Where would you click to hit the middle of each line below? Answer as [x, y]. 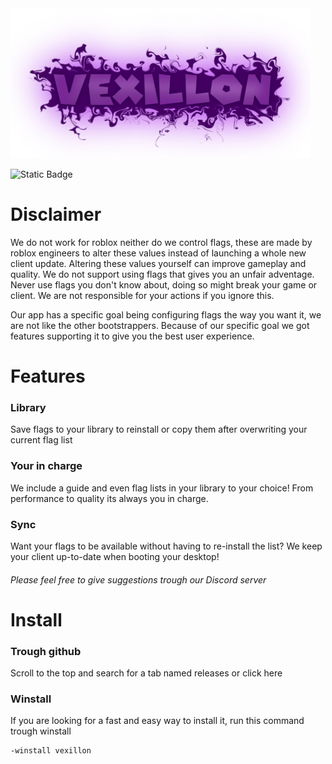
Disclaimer [56, 214]
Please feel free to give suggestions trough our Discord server [138, 579]
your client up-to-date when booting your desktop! [115, 557]
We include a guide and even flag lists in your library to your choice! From [162, 488]
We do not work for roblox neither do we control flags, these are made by [161, 242]
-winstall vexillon [51, 751]
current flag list [41, 440]
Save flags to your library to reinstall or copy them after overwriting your [159, 429]
